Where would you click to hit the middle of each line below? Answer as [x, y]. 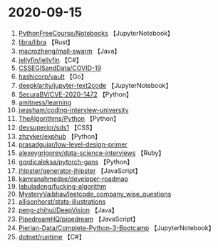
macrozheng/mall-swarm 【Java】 [69, 51]
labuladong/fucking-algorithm [62, 186]
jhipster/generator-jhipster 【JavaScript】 [80, 170]
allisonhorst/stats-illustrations [62, 202]
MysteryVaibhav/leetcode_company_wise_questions [95, 194]
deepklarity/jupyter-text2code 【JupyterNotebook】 [95, 85]
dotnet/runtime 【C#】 [52, 237]
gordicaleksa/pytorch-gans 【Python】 [76, 162]
